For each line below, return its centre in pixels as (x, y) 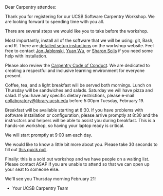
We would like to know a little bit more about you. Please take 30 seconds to (81, 144)
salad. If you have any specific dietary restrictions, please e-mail (70, 95)
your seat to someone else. (32, 169)
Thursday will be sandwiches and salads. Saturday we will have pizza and (79, 90)
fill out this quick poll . (26, 150)
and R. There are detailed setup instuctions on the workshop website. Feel (80, 45)
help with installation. (26, 56)
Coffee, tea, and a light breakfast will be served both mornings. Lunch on (78, 85)
